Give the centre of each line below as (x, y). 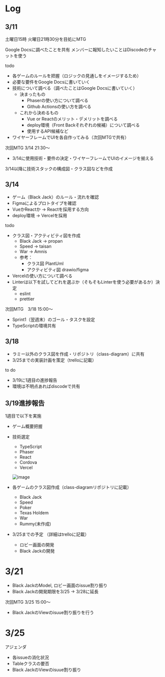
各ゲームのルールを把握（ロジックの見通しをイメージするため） (77, 76)
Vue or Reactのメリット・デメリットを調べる (72, 119)
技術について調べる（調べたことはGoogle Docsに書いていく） (75, 88)
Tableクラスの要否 (31, 664)
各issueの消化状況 (30, 657)
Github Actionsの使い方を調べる (59, 107)
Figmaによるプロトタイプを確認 (44, 203)
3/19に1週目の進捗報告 (35, 380)
